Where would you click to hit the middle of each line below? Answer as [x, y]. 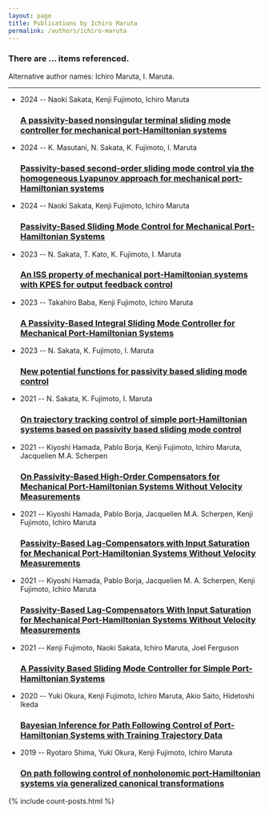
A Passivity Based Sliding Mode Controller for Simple [125, 668]
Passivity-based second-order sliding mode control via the [137, 168]
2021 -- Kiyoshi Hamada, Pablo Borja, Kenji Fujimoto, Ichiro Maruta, [131, 447]
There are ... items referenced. [69, 59]
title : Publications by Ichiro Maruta [73, 23]
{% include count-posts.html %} [61, 801]
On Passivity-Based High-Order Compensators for [120, 476]
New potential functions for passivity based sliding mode [134, 371]
